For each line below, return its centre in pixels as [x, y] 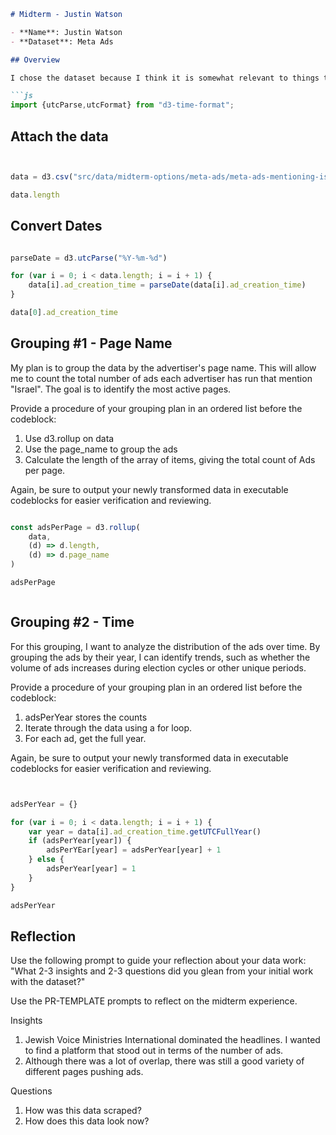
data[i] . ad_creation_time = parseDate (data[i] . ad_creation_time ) [167, 285]
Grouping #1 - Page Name [91, 343]
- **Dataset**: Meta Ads [62, 41]
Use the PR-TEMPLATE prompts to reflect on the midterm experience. [154, 1001]
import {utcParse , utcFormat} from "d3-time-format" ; [122, 105]
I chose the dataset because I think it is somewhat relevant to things [165, 78]
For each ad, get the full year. [85, 738]
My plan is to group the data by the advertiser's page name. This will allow [163, 367]
